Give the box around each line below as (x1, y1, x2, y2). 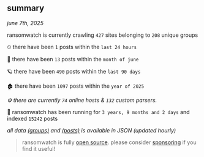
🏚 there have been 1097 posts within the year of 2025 (7, 82, 145, 90)
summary (7, 3, 45, 13)
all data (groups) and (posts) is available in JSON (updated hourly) (7, 126, 176, 134)
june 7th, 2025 (7, 19, 43, 26)
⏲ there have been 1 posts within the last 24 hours (7, 43, 137, 50)
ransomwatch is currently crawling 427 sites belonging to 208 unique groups (7, 31, 198, 39)
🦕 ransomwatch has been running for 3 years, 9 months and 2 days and (7, 108, 190, 115)
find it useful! (21, 145, 56, 152)
